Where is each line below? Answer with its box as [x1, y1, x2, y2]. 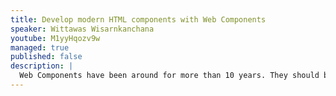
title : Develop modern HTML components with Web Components [10, 14, 267, 25]
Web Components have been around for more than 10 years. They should [19, 71, 320, 81]
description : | [10, 61, 74, 71]
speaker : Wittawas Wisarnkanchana [10, 24, 155, 34]
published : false [10, 52, 83, 62]
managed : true [10, 42, 70, 53]
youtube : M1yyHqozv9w [10, 33, 101, 43]
